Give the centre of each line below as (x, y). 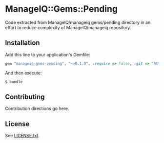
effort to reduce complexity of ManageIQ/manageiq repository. (68, 27)
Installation (22, 43)
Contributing (25, 97)
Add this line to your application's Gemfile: (48, 54)
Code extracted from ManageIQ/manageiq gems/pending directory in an (78, 22)
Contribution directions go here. (37, 108)
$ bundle (14, 82)
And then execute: (23, 73)
